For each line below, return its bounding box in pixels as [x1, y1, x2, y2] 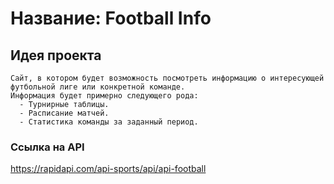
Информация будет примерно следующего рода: [10, 91, 199, 101]
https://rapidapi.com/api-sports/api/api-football [10, 163, 207, 175]
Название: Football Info [10, 7, 212, 30]
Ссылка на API [10, 140, 85, 154]
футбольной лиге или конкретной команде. [10, 82, 186, 92]
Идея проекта [10, 47, 102, 64]
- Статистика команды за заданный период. [19, 117, 199, 127]
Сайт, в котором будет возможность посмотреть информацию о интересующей [10, 73, 325, 83]
